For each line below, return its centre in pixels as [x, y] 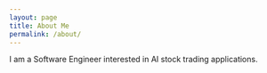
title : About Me [39, 26]
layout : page [33, 17]
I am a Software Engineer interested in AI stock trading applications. [133, 60]
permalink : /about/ [45, 34]
